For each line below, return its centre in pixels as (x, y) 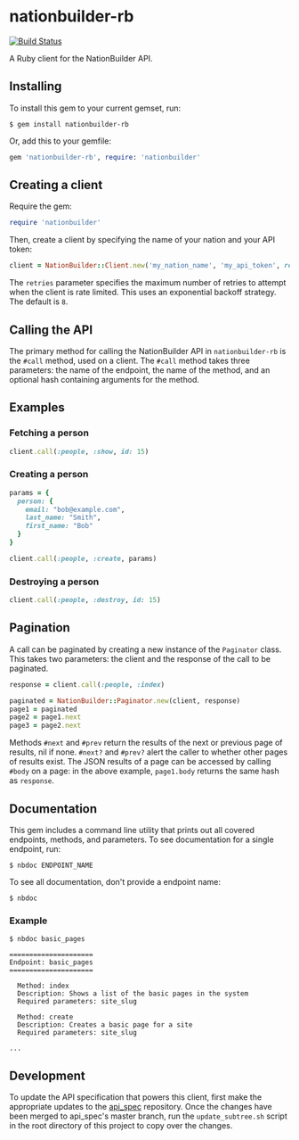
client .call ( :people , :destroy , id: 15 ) (85, 600)
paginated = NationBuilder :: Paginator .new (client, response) (125, 701)
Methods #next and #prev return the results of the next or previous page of (146, 743)
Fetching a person (49, 433)
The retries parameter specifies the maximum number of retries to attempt (148, 283)
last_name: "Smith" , (63, 518)
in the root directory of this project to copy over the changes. (121, 1126)
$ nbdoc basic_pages (48, 939)
